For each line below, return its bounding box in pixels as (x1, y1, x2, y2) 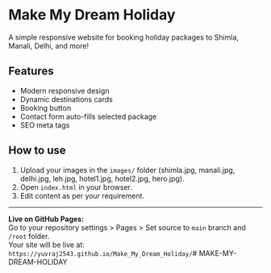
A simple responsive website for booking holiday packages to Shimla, (8, 32, 240, 42)
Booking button (19, 103, 72, 112)
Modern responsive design (19, 86, 110, 95)
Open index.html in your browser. (19, 182, 133, 191)
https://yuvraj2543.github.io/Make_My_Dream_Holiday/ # (8, 248, 198, 258)
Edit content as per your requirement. (19, 191, 145, 200)
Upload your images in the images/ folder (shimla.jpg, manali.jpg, (19, 165, 236, 174)
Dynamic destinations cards (19, 94, 113, 104)
